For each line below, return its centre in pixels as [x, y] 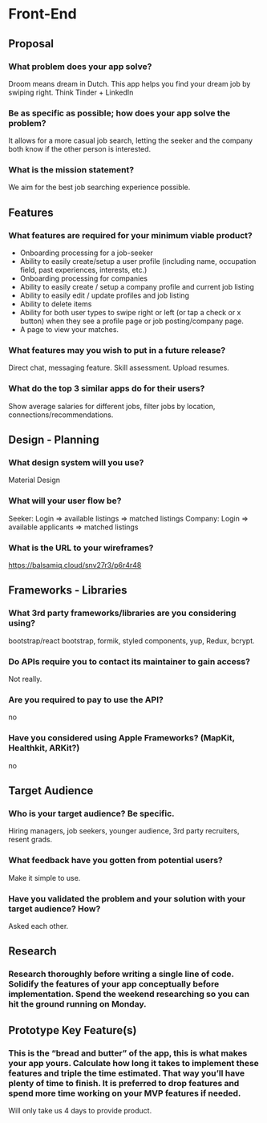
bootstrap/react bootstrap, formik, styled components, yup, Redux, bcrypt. [131, 641]
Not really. [25, 679]
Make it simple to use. [44, 878]
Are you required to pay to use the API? [86, 699]
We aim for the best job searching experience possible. [99, 187]
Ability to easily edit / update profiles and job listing [105, 296]
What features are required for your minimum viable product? [130, 235]
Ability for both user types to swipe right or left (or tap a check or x [130, 313]
